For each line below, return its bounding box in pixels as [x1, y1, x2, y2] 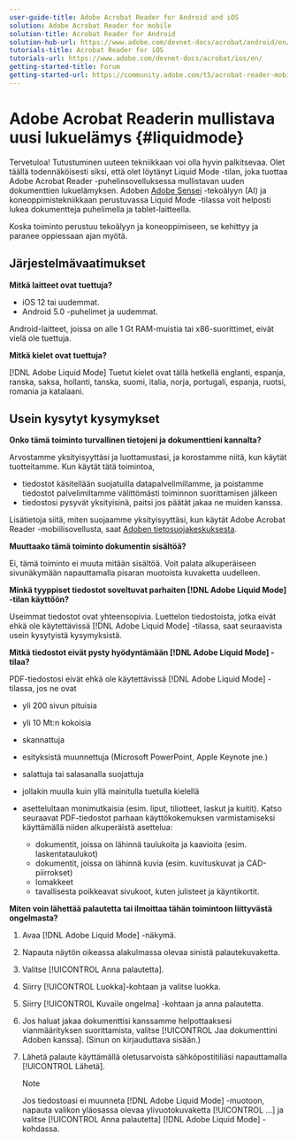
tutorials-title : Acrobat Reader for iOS [9, 46, 164, 55]
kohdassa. [21, 1123, 60, 1134]
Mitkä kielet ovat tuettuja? [9, 350, 108, 360]
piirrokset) [34, 867, 73, 878]
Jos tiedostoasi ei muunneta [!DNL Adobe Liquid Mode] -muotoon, [21, 1095, 265, 1106]
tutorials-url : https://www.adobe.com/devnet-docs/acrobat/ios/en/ [9, 54, 263, 63]
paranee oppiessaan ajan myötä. [9, 230, 128, 241]
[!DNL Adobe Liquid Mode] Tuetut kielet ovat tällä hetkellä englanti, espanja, [9, 366, 286, 377]
